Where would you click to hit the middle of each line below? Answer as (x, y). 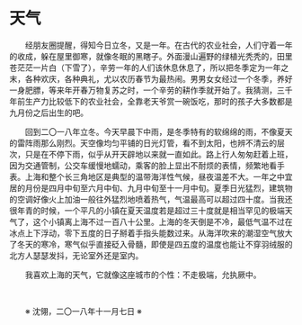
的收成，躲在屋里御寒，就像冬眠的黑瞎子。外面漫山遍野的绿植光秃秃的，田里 (151, 56)
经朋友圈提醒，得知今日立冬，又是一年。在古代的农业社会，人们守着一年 (159, 45)
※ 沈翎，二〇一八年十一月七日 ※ (84, 311)
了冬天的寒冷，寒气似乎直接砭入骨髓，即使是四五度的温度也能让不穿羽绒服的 (151, 244)
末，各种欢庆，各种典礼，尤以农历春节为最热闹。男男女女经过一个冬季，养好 (151, 78)
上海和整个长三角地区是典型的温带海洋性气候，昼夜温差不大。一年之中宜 (159, 176)
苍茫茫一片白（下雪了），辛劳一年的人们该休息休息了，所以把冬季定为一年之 (149, 68)
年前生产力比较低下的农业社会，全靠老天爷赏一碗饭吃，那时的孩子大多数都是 (151, 101)
